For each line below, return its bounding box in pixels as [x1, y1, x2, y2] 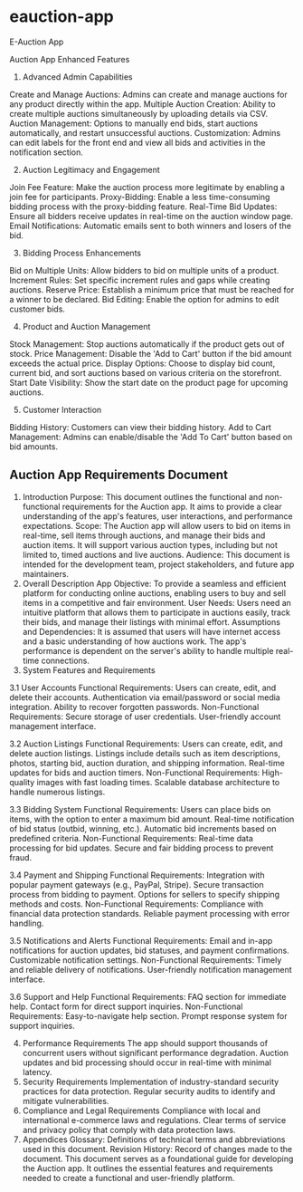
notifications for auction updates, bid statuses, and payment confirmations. [9, 945, 289, 956]
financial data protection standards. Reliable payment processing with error [9, 908, 290, 918]
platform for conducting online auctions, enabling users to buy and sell [22, 587, 287, 599]
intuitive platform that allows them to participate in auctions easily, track [22, 607, 291, 618]
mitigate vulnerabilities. [22, 1095, 109, 1106]
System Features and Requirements [22, 664, 156, 676]
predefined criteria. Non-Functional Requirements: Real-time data [9, 832, 253, 843]
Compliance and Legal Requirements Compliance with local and [22, 1105, 260, 1116]
